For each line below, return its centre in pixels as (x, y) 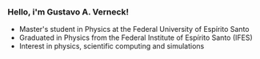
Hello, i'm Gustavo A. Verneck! (68, 12)
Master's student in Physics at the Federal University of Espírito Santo (134, 29)
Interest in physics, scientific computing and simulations (112, 46)
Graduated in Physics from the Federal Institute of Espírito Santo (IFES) (136, 37)
